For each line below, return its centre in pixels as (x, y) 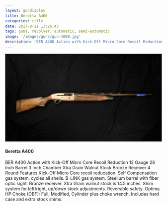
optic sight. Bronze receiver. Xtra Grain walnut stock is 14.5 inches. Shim (79, 183)
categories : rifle (24, 21)
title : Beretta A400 (27, 16)
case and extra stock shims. (34, 199)
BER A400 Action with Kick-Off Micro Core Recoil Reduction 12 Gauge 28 (80, 162)
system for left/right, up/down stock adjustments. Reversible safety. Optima (83, 189)
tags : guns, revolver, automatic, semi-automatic (58, 31)
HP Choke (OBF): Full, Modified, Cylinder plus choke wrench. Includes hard (82, 194)
